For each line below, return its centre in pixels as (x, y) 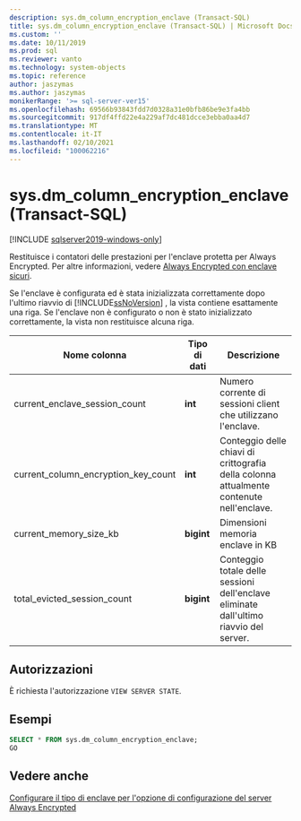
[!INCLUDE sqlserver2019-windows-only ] (86, 239)
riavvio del (241, 627)
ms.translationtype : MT (54, 126)
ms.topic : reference (48, 76)
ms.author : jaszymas (48, 92)
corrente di (242, 393)
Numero (236, 381)
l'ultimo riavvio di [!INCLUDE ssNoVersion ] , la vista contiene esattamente (144, 302)
